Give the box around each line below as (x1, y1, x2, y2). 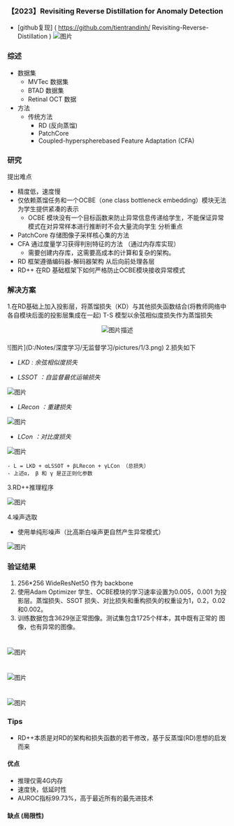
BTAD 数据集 (27, 86, 64, 94)
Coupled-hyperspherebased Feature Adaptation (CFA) (38, 136, 195, 145)
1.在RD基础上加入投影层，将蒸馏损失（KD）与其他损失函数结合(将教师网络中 (7, 302, 227, 311)
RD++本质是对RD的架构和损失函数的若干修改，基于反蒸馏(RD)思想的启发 (17, 733, 227, 742)
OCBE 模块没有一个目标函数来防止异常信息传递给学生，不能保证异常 (27, 213, 225, 222)
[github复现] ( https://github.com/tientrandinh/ (17, 23, 151, 32)
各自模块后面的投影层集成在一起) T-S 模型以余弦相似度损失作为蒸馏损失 (7, 311, 213, 320)
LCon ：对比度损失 (17, 432, 72, 441)
